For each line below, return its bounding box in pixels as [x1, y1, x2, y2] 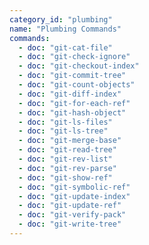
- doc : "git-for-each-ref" [18, 98, 131, 108]
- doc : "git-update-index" [18, 191, 131, 201]
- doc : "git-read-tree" [18, 145, 117, 155]
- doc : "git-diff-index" [18, 89, 122, 99]
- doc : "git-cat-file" [18, 42, 113, 53]
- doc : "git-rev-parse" [18, 163, 117, 173]
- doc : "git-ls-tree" [18, 126, 109, 136]
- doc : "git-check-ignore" [18, 52, 131, 62]
